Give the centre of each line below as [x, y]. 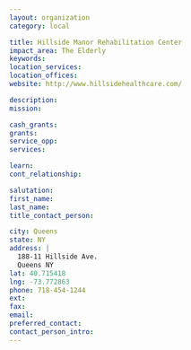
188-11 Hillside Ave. [58, 257]
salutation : [31, 190]
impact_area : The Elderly [57, 50]
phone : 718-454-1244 [48, 290]
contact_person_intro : [52, 332]
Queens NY [35, 265]
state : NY [28, 240]
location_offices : [43, 76]
